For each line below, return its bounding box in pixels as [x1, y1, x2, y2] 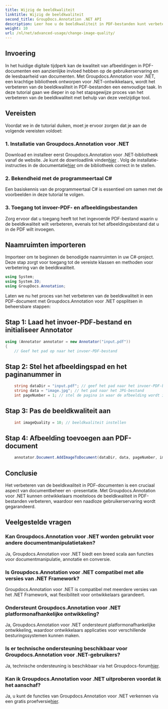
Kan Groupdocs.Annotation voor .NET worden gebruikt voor [5, 533, 154, 540]
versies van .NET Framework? [5, 575, 80, 582]
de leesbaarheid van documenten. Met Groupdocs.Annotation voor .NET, [5, 73, 156, 79]
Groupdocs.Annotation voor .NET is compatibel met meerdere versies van [5, 587, 157, 592]
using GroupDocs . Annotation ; [5, 284, 66, 289]
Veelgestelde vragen [5, 518, 71, 527]
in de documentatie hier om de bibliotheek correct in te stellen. [27, 162, 156, 168]
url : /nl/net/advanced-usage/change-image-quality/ [5, 31, 115, 36]
